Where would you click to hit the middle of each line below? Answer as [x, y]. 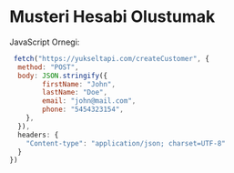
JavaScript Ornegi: [45, 42]
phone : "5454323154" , [83, 110]
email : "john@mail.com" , [89, 101]
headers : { [38, 135]
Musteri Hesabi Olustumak [112, 17]
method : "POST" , [48, 67]
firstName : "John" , [79, 84]
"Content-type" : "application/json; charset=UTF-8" [126, 143]
